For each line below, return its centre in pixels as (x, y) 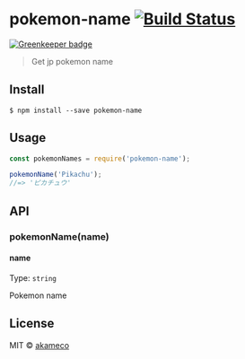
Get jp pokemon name (72, 61)
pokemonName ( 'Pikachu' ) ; (56, 175)
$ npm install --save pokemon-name (76, 110)
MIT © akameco (39, 345)
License (32, 324)
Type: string (33, 277)
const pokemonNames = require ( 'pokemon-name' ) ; (100, 158)
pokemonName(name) (59, 236)
